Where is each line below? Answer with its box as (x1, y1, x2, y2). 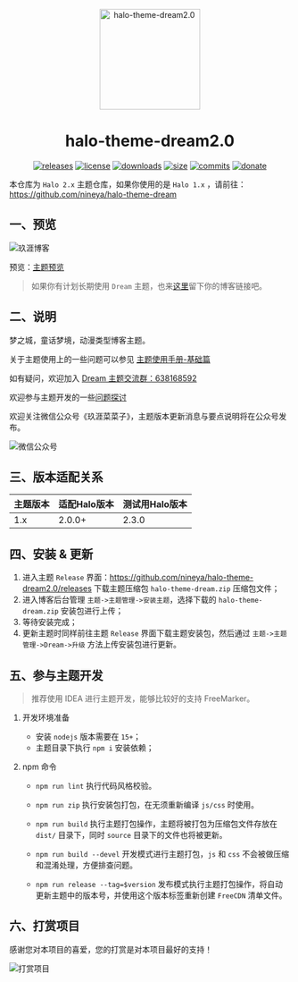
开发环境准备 (21, 712, 70, 723)
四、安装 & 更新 (9, 546, 94, 562)
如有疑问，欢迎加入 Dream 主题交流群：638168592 (9, 372, 197, 384)
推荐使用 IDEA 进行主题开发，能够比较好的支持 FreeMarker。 (30, 693, 255, 704)
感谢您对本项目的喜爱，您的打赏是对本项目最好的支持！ (9, 944, 212, 954)
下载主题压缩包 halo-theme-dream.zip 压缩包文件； (93, 583, 280, 594)
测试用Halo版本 (122, 498, 187, 511)
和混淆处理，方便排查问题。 (35, 859, 138, 870)
